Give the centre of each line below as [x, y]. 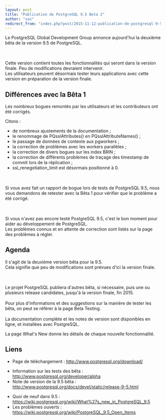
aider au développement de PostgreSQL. [46, 224]
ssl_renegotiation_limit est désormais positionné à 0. [65, 168]
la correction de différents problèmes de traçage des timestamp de [81, 157]
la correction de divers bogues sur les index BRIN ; [64, 152]
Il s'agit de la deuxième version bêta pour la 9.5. [54, 262]
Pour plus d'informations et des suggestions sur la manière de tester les [78, 303]
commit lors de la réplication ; [42, 163]
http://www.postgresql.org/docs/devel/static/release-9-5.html [75, 387]
